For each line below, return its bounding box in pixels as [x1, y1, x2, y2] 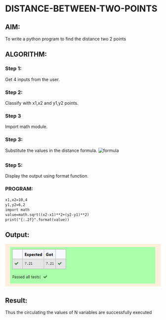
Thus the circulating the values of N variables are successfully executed [5, 310, 152, 316]
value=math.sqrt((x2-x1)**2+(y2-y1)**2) [5, 212, 90, 217]
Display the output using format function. [5, 173, 89, 179]
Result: [5, 296, 28, 305]
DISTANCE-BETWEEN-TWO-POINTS [5, 3, 158, 14]
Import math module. [5, 124, 48, 129]
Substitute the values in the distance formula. [5, 147, 97, 153]
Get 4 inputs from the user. [5, 76, 60, 82]
